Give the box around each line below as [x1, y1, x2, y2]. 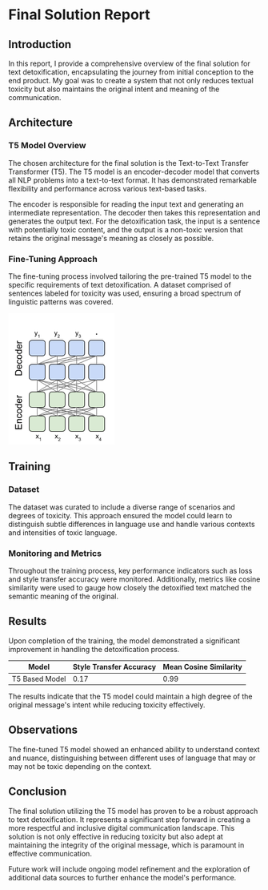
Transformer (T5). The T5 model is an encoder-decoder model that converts [8, 167, 260, 176]
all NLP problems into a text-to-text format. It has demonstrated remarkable [8, 175, 258, 185]
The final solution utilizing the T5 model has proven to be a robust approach [8, 806, 258, 815]
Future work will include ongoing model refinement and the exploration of [8, 864, 250, 874]
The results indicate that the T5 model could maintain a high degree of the [8, 691, 253, 702]
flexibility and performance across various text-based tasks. [8, 183, 206, 193]
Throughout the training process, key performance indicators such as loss [8, 566, 253, 575]
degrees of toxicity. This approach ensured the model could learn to [8, 510, 233, 520]
